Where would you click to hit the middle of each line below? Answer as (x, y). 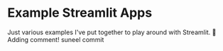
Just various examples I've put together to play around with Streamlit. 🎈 (112, 32)
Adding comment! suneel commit (56, 39)
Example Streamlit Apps (80, 13)
